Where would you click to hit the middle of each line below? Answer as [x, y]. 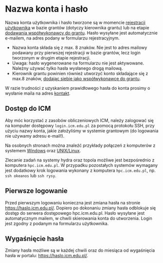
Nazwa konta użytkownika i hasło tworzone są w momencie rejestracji [75, 22]
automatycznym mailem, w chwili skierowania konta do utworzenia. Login [79, 218]
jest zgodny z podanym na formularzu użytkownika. [57, 223]
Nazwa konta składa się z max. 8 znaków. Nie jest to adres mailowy [80, 47]
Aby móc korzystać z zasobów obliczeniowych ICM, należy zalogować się [80, 120]
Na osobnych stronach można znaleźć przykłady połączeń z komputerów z [80, 145]
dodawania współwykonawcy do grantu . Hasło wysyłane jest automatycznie [81, 33]
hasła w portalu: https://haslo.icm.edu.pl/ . [47, 256]
